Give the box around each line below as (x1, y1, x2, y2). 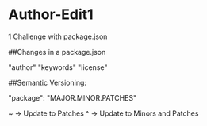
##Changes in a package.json (8, 47, 106, 56)
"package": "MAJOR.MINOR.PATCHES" (8, 93, 137, 102)
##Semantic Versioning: (8, 78, 87, 87)
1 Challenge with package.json (8, 32, 108, 41)
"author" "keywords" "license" (8, 62, 108, 72)
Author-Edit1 (8, 6, 94, 24)
